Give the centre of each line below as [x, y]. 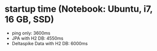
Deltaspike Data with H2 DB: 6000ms [50, 43]
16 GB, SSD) [29, 19]
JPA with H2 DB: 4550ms [38, 38]
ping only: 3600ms [31, 33]
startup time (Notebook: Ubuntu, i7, [79, 9]
